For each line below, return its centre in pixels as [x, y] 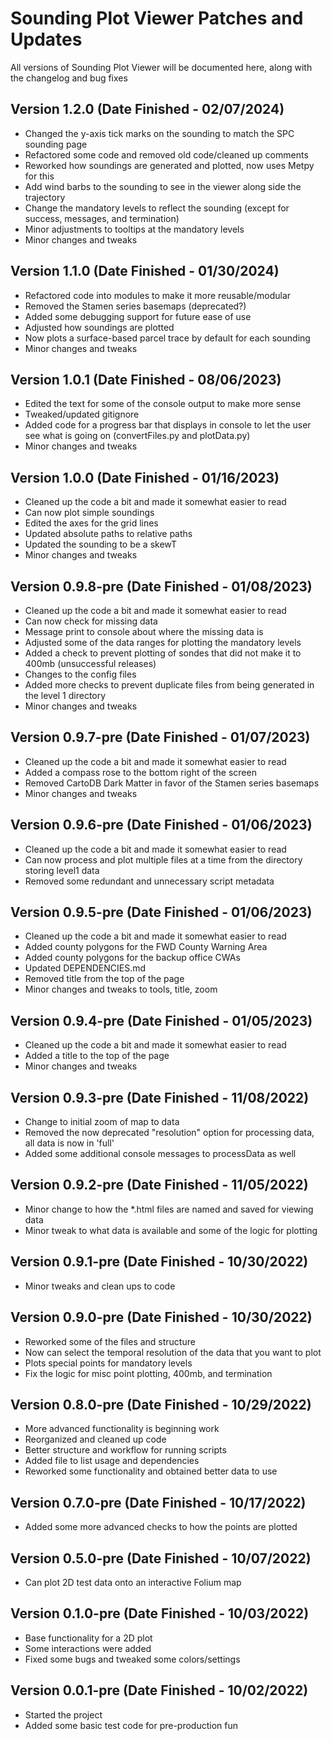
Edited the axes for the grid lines [91, 523]
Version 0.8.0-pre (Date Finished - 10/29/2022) [161, 1404]
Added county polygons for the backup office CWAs [132, 958]
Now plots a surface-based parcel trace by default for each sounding [167, 338]
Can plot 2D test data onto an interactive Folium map [133, 1582]
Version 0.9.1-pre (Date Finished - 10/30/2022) [159, 1262]
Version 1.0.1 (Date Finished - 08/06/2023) [146, 379]
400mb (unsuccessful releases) [90, 663]
